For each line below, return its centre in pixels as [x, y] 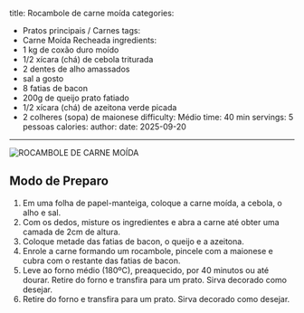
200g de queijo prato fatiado [76, 98]
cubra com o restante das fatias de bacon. [101, 261]
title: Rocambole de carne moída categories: [92, 13]
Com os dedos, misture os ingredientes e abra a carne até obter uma [151, 222]
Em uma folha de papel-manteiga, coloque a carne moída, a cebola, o [152, 203]
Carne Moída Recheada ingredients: [90, 40]
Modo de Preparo [59, 181]
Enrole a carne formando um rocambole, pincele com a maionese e [147, 251]
